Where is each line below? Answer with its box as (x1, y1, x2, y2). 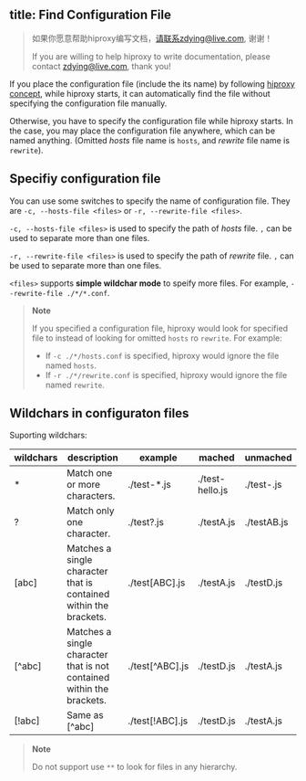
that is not (66, 660, 109, 672)
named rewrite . (45, 379, 105, 390)
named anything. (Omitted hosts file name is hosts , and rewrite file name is (9, 134, 290, 145)
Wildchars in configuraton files (9, 406, 189, 421)
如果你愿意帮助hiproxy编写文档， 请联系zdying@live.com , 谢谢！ (31, 32, 273, 44)
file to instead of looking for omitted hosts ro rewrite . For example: (31, 332, 282, 343)
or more (66, 479, 101, 491)
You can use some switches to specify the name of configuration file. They (9, 195, 291, 206)
